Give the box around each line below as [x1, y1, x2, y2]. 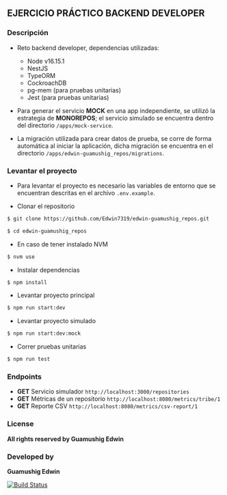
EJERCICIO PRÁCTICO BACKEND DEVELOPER [7, 8, 205, 19]
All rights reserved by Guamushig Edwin [7, 435, 124, 443]
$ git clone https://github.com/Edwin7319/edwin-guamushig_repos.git [7, 215, 210, 222]
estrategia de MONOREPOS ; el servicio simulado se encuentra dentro [16, 114, 214, 122]
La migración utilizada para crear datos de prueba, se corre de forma [16, 134, 212, 142]
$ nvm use [7, 253, 36, 260]
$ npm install [7, 279, 48, 285]
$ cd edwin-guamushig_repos [7, 227, 88, 234]
